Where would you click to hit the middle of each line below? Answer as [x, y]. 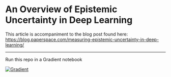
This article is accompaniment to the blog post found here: [67, 34]
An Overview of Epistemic [61, 9]
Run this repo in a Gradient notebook [44, 59]
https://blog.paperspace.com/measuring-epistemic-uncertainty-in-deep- [82, 40]
